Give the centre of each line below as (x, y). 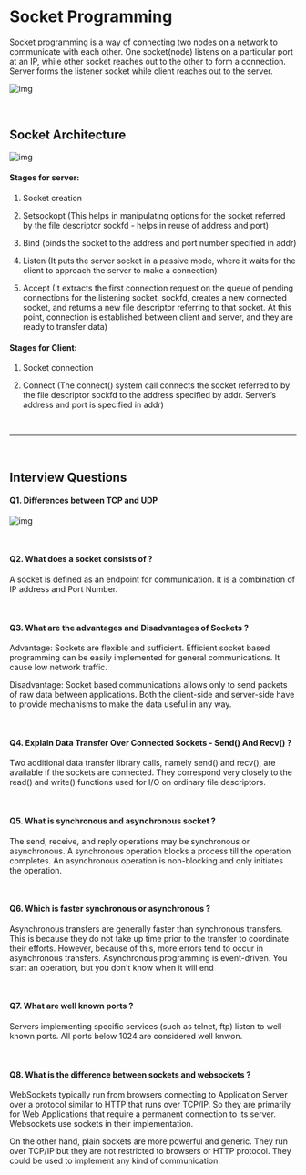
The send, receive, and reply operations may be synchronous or (130, 841)
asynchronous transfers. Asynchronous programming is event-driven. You (148, 957)
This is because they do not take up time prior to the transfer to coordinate (149, 938)
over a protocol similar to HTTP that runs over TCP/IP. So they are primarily (150, 1105)
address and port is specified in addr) (93, 405)
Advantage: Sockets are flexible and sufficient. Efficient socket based (140, 648)
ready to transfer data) (65, 326)
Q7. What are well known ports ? (71, 1006)
